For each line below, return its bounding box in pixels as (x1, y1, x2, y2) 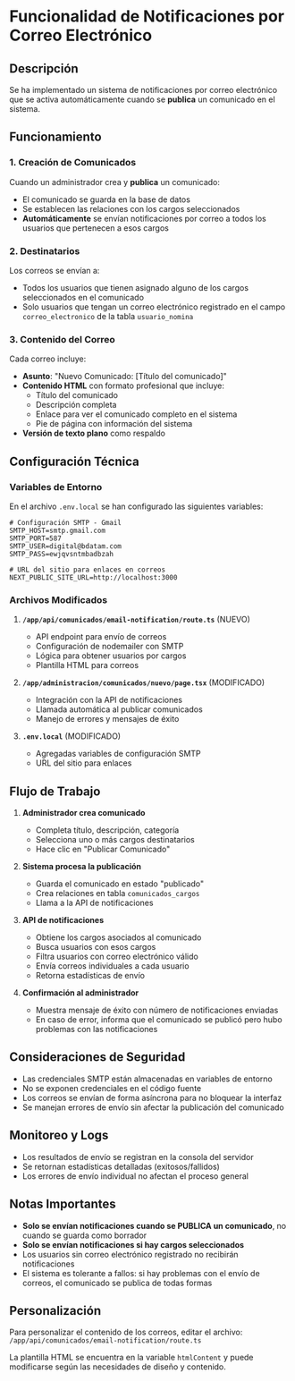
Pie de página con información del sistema (35, 419, 193, 429)
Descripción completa (35, 400, 117, 411)
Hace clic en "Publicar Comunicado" (35, 843, 171, 855)
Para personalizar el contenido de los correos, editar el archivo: (9, 1326, 243, 1338)
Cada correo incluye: (9, 353, 87, 364)
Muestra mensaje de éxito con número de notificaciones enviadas (35, 1004, 279, 1016)
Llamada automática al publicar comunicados (35, 704, 203, 715)
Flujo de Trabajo (9, 784, 101, 799)
